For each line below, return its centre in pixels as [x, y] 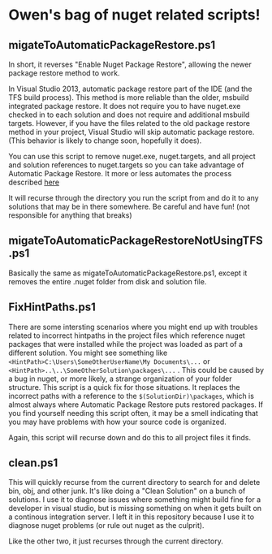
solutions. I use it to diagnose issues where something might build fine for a [135, 500]
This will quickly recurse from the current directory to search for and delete [134, 483]
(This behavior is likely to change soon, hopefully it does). [105, 141]
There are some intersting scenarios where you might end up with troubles [133, 327]
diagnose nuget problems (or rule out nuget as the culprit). [106, 526]
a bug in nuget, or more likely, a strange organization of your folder [121, 379]
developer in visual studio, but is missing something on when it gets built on [135, 509]
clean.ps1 [33, 463]
